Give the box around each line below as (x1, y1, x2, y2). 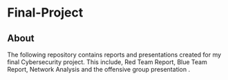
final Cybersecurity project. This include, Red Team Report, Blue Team (7, 58, 207, 66)
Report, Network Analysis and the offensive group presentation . (7, 66, 191, 73)
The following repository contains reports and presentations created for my (7, 50, 222, 59)
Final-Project (7, 5, 84, 21)
